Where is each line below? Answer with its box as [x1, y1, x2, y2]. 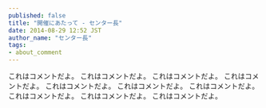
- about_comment [8, 48, 62, 56]
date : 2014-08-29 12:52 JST [8, 26, 102, 34]
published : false [8, 11, 66, 20]
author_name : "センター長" [8, 33, 92, 42]
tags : [8, 41, 26, 49]
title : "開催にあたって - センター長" [8, 19, 123, 27]
